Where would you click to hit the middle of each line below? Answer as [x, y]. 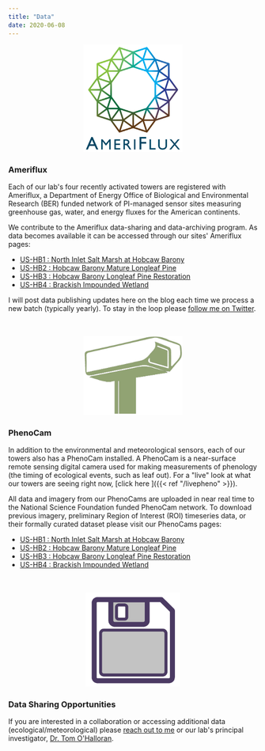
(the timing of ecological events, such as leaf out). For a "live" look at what [130, 476]
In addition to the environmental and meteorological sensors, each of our [127, 450]
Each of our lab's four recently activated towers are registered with [117, 187]
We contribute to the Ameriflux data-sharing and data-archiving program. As [133, 228]
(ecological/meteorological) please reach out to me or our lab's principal [126, 730]
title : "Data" [32, 17]
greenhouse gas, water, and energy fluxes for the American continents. [124, 212]
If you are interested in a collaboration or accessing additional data [117, 721]
